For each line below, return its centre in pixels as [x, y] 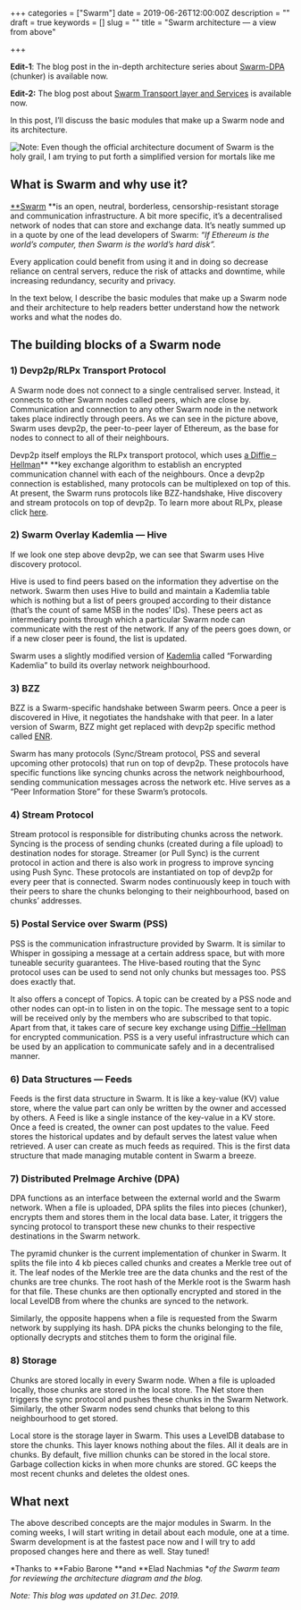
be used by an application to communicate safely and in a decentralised [142, 1046]
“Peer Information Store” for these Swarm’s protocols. [109, 792]
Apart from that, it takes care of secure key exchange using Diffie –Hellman [148, 1027]
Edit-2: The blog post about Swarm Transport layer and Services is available [151, 93]
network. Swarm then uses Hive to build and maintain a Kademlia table [140, 590]
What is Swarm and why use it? [99, 185]
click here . [29, 512]
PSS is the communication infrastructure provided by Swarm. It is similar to [148, 944]
